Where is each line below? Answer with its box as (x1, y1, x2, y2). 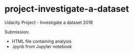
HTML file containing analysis (11, 38, 72, 44)
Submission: (4, 29, 30, 35)
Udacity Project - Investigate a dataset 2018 (4, 19, 93, 25)
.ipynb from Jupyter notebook (11, 43, 72, 49)
